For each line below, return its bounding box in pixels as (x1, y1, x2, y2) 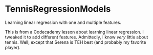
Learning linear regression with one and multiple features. (5, 19, 121, 25)
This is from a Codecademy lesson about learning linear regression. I (5, 29, 144, 35)
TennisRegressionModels (5, 3, 111, 15)
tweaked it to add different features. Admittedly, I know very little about (5, 34, 148, 40)
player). (5, 44, 21, 50)
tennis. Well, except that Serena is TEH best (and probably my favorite (5, 39, 147, 45)
